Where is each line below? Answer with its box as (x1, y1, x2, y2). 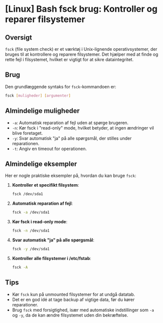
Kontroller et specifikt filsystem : (12, 182, 80, 188)
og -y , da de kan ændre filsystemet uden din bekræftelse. (12, 312, 128, 318)
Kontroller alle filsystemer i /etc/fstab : (12, 255, 91, 261)
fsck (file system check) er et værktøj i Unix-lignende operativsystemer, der (5, 46, 158, 52)
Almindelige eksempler (5, 160, 77, 168)
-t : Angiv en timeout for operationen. (12, 146, 87, 151)
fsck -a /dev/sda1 (12, 210, 50, 215)
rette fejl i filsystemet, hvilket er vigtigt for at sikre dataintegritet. (5, 57, 134, 62)
